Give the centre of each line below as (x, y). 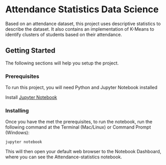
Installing (17, 110)
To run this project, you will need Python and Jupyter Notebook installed (81, 88)
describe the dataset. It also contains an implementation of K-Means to (80, 29)
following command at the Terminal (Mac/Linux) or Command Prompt (78, 127)
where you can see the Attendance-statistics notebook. (64, 157)
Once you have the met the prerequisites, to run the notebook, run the (79, 122)
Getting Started (30, 50)
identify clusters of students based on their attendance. (64, 34)
